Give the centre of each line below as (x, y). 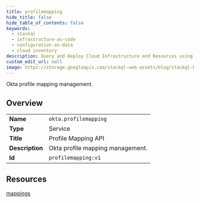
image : (14, 67)
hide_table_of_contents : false (45, 23)
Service (59, 129)
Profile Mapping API (76, 139)
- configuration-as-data (42, 45)
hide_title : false (29, 17)
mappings (18, 193)
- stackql (24, 34)
